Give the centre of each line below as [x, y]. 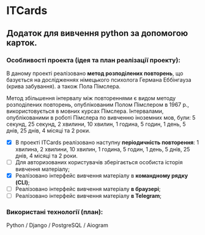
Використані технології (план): [55, 212]
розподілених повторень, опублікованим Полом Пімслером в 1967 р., [98, 104]
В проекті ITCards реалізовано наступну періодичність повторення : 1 [107, 142]
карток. [22, 42]
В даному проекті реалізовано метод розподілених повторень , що [95, 73]
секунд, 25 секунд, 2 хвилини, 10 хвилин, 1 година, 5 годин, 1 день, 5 [96, 124]
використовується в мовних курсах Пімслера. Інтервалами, [85, 111]
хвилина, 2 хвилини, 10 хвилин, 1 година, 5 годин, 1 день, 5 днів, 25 [102, 149]
